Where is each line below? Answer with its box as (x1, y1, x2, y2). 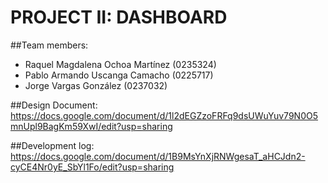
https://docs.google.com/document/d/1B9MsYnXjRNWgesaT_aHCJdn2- (10, 150, 306, 162)
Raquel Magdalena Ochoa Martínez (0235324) (24, 58, 217, 70)
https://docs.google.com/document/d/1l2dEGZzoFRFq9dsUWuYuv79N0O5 (10, 109, 318, 121)
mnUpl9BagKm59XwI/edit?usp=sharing (10, 120, 173, 132)
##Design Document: (10, 99, 98, 111)
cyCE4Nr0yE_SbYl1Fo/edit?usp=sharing (10, 161, 175, 173)
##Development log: (10, 139, 95, 151)
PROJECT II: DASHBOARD (10, 6, 228, 29)
